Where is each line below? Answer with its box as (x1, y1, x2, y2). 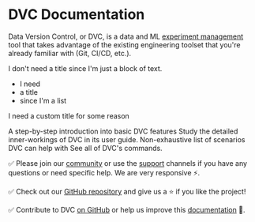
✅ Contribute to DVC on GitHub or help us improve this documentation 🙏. (8, 205, 246, 214)
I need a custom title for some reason (8, 111, 130, 120)
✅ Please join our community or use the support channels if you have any (8, 158, 247, 167)
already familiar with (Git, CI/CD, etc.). (8, 48, 132, 58)
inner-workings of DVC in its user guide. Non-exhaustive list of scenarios (8, 134, 246, 144)
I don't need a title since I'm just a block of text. (8, 63, 163, 73)
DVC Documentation (8, 6, 145, 24)
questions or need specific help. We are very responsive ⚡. (8, 167, 201, 177)
